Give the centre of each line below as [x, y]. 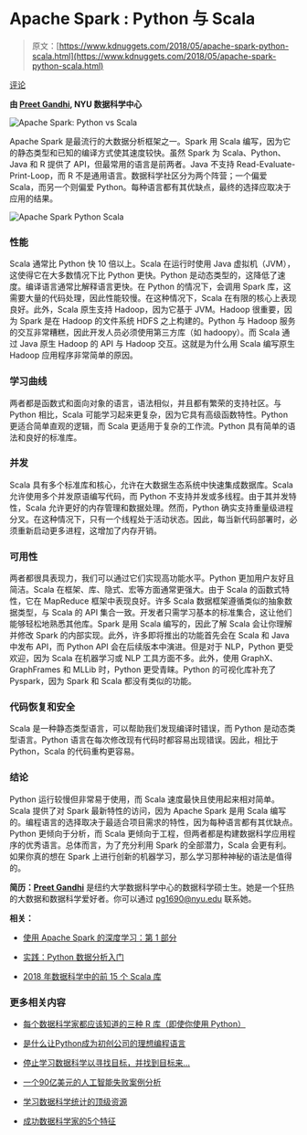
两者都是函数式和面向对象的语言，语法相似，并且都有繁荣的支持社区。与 [145, 402]
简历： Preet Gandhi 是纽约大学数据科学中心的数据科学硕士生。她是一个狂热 [152, 887]
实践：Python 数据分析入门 [74, 957]
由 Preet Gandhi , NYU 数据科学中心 [76, 104]
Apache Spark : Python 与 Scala [132, 19]
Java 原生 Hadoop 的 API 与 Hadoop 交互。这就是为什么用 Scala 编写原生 [157, 344]
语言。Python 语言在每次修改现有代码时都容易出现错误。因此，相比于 [148, 740]
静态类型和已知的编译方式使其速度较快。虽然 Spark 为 [119, 153]
